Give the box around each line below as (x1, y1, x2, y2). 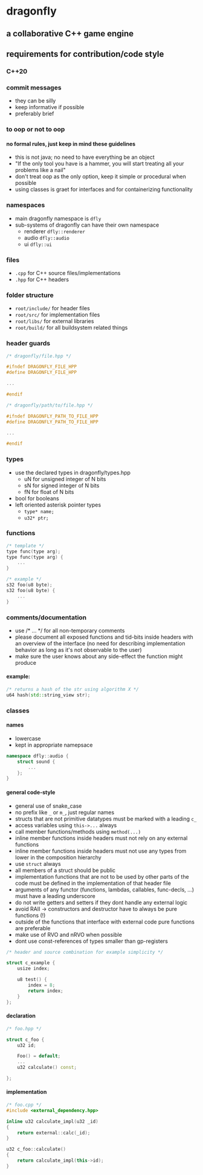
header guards (6, 339, 50, 348)
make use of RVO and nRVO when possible (14, 931, 123, 938)
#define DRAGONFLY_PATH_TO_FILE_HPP (6, 419, 98, 425)
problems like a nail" (14, 167, 66, 174)
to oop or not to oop (6, 125, 65, 134)
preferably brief (14, 110, 54, 118)
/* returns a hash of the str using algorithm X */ (6, 687, 139, 693)
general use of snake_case (14, 802, 82, 810)
